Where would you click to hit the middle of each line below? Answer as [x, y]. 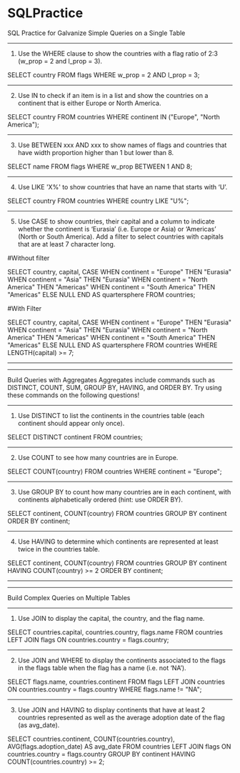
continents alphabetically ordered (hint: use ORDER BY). [100, 499]
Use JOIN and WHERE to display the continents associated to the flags [122, 660]
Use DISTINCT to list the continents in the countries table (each [111, 415]
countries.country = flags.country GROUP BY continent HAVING [101, 754]
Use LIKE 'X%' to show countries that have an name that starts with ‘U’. [122, 186]
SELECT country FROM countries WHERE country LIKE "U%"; [98, 201]
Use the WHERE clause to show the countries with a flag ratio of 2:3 [117, 53]
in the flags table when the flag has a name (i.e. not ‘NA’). [102, 668]
